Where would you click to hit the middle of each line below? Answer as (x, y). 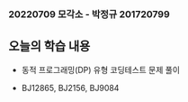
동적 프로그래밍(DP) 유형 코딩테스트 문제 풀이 (101, 70)
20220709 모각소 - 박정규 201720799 (89, 14)
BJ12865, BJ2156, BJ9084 (70, 88)
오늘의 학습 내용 (49, 46)
